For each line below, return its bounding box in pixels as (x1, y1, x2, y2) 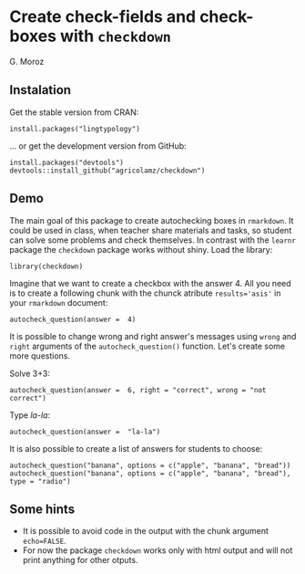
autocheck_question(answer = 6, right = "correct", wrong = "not (9, 385, 267, 394)
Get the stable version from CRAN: (9, 107, 139, 118)
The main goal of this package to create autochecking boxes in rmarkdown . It (9, 214, 294, 225)
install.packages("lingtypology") (9, 124, 141, 133)
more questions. (9, 350, 71, 361)
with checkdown (59, 26, 171, 47)
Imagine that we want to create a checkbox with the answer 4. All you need (9, 277, 291, 288)
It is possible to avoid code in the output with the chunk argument (22, 526, 269, 537)
